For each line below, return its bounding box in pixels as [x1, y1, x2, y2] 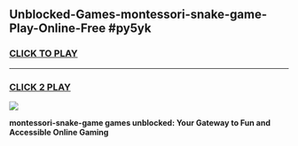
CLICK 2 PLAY [9, 81, 71, 93]
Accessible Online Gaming [9, 127, 109, 137]
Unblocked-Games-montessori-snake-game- [9, 7, 268, 22]
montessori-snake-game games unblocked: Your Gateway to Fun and [9, 117, 271, 127]
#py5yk [107, 21, 152, 36]
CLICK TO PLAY [9, 48, 78, 60]
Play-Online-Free [9, 21, 106, 36]
